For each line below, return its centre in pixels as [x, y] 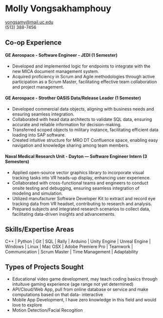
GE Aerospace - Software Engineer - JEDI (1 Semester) [61, 55]
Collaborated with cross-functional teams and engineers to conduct [80, 183]
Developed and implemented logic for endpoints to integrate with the [81, 66]
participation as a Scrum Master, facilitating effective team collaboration [84, 82]
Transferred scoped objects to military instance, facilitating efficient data [85, 130]
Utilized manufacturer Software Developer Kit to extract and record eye [84, 198]
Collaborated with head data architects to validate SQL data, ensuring [82, 119]
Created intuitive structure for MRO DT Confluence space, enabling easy [85, 140]
